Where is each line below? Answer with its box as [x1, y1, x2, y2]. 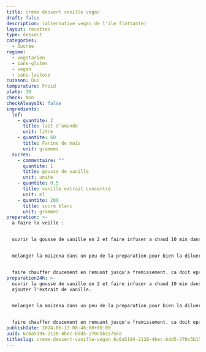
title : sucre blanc [22, 203, 72, 209]
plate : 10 [6, 89, 32, 95]
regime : [6, 49, 26, 55]
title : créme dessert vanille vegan [6, 9, 100, 15]
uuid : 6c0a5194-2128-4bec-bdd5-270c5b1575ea [6, 331, 122, 337]
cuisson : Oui [6, 77, 40, 83]
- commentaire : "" [17, 157, 64, 163]
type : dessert [6, 32, 43, 38]
